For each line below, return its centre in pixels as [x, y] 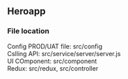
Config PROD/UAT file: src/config [55, 46]
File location [29, 31]
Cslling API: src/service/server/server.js [64, 53]
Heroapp [26, 11]
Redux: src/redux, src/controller [53, 68]
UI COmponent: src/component [52, 61]
